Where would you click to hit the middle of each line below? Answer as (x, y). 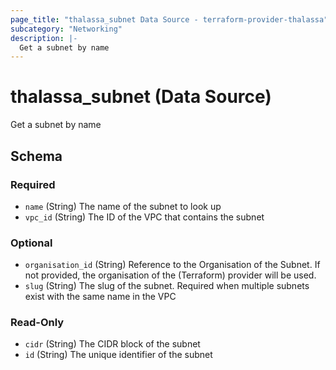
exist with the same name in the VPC (100, 297)
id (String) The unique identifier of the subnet (118, 355)
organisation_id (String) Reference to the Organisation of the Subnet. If (172, 265)
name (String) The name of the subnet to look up (123, 206)
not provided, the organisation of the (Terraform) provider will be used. (170, 275)
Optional (31, 243)
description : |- (44, 38)
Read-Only (37, 323)
